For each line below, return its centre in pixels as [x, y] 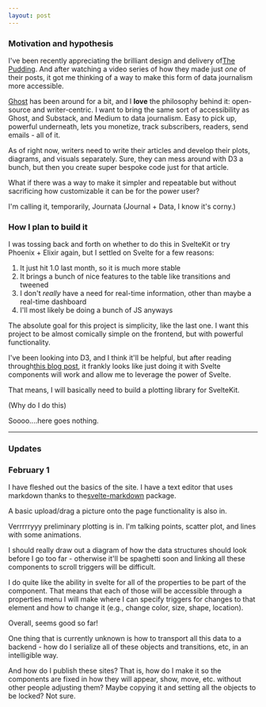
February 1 [29, 471]
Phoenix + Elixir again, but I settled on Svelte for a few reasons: [111, 253]
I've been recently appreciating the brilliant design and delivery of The [122, 60]
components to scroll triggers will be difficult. [82, 567]
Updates [25, 449]
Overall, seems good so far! [53, 623]
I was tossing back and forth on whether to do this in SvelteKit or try [120, 244]
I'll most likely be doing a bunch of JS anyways [96, 310]
